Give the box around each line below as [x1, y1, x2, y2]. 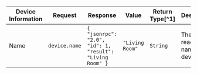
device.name [47, 42, 81, 49]
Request [52, 11, 77, 19]
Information [9, 15, 43, 23]
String [149, 42, 168, 49]
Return [152, 8, 172, 15]
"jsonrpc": [87, 31, 117, 37]
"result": [87, 48, 114, 55]
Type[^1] [149, 15, 176, 23]
